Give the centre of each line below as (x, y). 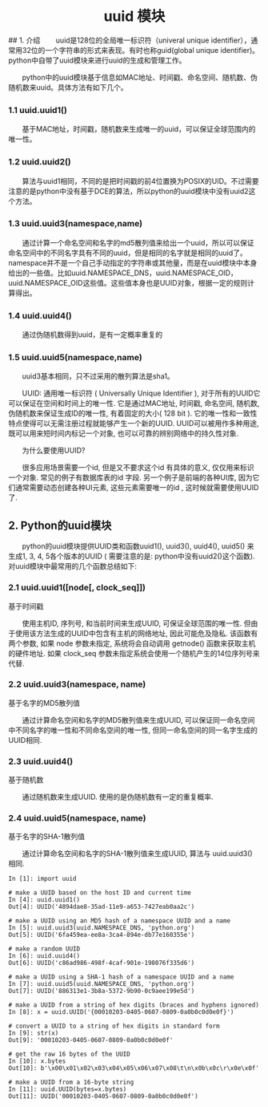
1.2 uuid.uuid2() (40, 162)
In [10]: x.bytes (37, 1061)
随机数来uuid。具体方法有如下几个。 (68, 87)
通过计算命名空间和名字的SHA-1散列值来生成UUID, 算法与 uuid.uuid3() (138, 854)
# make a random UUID (44, 949)
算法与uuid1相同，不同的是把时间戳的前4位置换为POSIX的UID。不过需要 (141, 180)
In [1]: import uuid (43, 879)
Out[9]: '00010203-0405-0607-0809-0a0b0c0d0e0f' (91, 1040)
